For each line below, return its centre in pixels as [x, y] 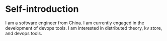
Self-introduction [42, 9]
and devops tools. [24, 33]
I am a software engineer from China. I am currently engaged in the [75, 23]
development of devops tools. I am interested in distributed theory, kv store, [84, 28]
